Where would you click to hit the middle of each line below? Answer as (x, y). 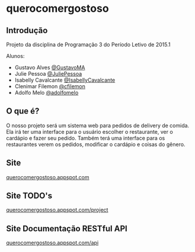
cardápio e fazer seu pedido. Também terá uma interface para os (86, 138)
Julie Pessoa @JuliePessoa (48, 74)
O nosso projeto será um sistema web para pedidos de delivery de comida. (98, 125)
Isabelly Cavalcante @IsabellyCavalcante (65, 80)
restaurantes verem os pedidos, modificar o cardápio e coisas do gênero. (96, 144)
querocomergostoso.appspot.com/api (52, 243)
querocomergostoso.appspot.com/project (57, 210)
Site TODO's (29, 196)
